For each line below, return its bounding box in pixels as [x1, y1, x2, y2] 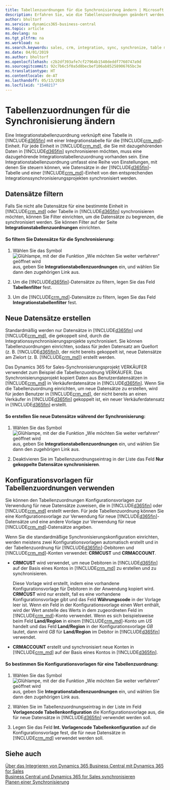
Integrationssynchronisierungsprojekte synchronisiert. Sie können [5, 338, 143, 344]
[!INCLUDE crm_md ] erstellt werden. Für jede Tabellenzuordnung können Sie [5, 508, 164, 514]
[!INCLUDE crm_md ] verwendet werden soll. [12, 735, 104, 741]
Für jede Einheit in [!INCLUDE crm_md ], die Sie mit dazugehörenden [22, 143, 163, 149]
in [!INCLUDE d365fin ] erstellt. [5, 402, 67, 408]
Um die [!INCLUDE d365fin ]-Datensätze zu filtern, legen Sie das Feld [12, 279, 155, 285]
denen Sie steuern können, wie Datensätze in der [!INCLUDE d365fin [5, 164, 148, 170]
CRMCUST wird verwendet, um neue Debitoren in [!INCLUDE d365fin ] [12, 560, 158, 566]
